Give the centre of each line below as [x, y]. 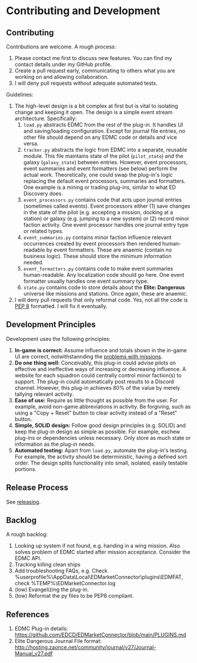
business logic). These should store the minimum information [97, 256]
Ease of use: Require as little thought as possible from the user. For [96, 400]
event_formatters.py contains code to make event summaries [98, 268]
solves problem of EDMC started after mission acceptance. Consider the [102, 552]
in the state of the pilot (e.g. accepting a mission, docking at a [98, 212]
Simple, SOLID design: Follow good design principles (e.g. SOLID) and [100, 425]
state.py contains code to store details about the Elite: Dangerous [104, 287]
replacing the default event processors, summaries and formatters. [104, 181]
